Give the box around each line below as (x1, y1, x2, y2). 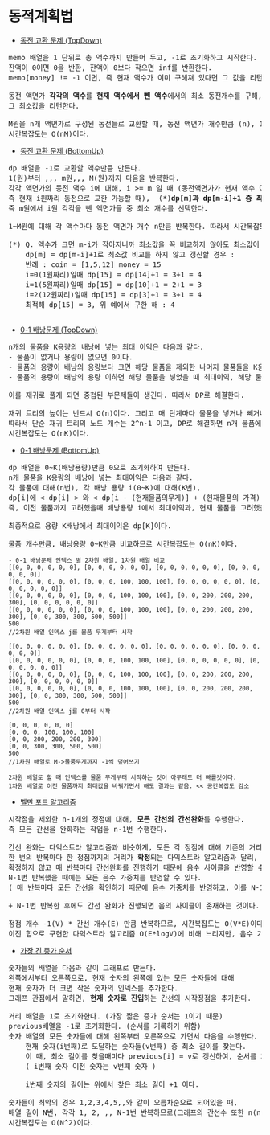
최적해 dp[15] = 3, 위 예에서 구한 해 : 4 (25, 300, 175, 309)
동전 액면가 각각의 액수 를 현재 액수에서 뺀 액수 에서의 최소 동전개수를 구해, (8, 91, 263, 100)
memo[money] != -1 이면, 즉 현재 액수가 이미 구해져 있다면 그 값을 (8, 73, 247, 82)
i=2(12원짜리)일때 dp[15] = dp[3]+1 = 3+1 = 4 (25, 290, 202, 299)
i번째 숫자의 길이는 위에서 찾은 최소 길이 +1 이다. (25, 1080, 199, 1089)
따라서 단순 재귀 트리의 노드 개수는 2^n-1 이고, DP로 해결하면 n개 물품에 (8, 419, 262, 428)
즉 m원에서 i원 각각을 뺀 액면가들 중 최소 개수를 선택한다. (8, 203, 209, 213)
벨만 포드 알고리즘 (19, 797, 76, 806)
